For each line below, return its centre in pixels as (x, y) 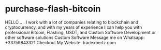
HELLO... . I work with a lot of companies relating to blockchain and (72, 22)
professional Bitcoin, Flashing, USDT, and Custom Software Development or (80, 32)
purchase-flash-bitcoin (53, 9)
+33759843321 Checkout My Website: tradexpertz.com (60, 42)
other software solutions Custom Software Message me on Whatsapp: (75, 37)
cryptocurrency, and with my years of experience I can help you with (73, 27)
